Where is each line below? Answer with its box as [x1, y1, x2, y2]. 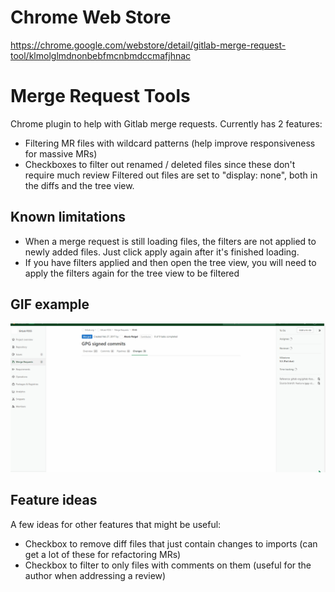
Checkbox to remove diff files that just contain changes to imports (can [24, 537, 318, 550]
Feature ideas [10, 492, 98, 509]
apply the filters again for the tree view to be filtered [24, 267, 240, 279]
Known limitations [10, 209, 126, 226]
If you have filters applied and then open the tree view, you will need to [24, 256, 317, 268]
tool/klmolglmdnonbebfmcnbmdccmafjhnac [10, 49, 192, 61]
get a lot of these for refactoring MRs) [24, 548, 182, 560]
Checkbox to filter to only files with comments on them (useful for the [24, 559, 312, 571]
